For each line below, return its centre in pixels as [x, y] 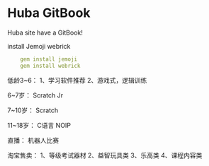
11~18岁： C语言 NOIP [39, 125]
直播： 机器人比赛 [33, 140]
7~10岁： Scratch [33, 110]
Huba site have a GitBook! [45, 32]
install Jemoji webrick [39, 46]
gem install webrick [50, 66]
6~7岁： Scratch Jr [35, 95]
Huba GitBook [49, 13]
